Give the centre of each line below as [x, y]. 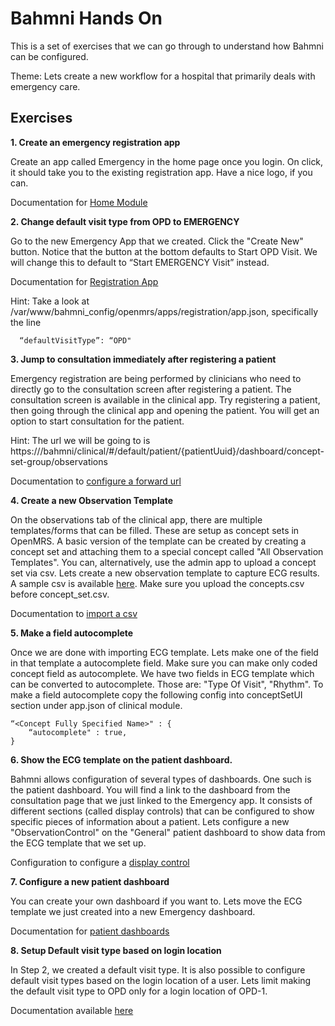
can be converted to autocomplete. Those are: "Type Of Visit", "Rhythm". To [167, 684]
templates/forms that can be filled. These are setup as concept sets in [155, 530]
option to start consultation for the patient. [97, 421]
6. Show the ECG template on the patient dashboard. [121, 759]
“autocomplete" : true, [78, 732]
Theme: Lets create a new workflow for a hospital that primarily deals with [163, 76]
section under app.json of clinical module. [96, 705]
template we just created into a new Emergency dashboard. [133, 911]
